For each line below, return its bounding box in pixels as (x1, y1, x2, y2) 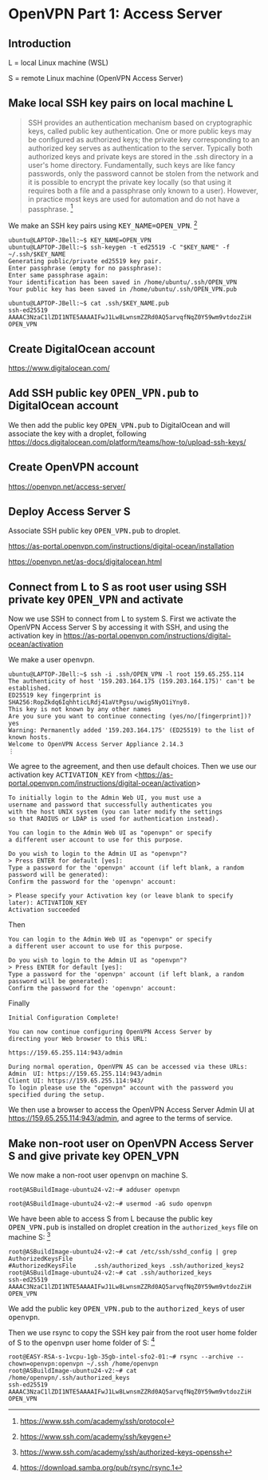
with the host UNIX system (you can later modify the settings (8, 808, 223, 816)
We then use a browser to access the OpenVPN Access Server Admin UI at (8, 1105, 255, 1114)
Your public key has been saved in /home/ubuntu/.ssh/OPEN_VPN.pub (8, 286, 238, 294)
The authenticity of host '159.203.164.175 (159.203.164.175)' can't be (8, 678, 255, 686)
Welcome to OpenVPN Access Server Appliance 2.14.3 (8, 741, 183, 749)
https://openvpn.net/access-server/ (8, 482, 126, 491)
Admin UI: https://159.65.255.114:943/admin (8, 1070, 162, 1078)
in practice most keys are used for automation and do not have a (27, 194, 240, 204)
